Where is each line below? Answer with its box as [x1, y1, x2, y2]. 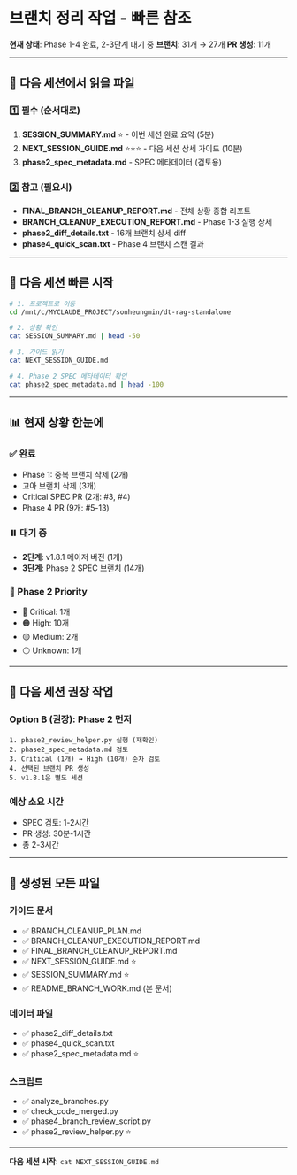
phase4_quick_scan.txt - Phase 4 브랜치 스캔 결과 [21, 238, 205, 249]
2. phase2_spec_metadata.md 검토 [9, 745, 129, 754]
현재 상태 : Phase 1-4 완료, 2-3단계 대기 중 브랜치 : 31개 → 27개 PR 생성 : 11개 [9, 39, 271, 50]
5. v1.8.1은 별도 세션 [9, 773, 84, 782]
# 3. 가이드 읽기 [9, 348, 64, 357]
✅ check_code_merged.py [21, 1106, 119, 1117]
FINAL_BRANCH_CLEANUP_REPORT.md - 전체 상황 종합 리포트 [21, 205, 252, 216]
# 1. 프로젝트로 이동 [9, 299, 76, 308]
